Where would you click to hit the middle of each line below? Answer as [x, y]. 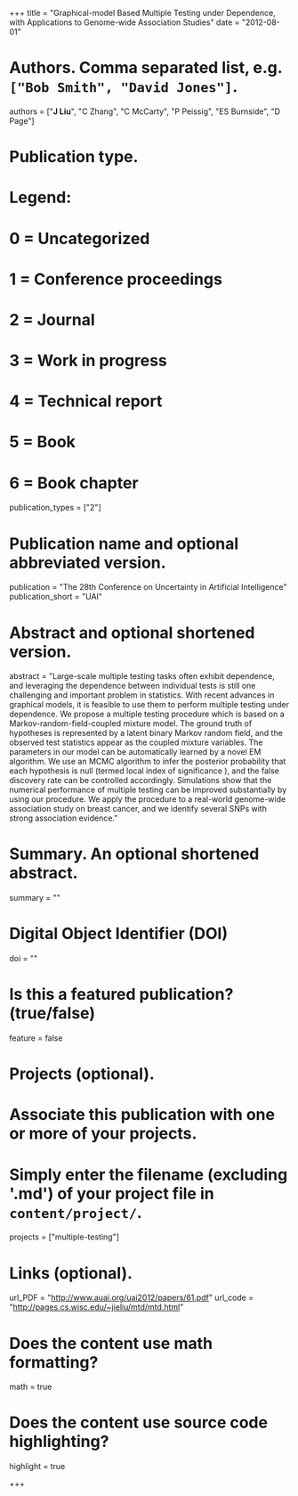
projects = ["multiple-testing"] [64, 1237]
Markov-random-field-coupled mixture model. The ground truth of [131, 723]
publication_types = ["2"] [55, 508]
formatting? [54, 1362]
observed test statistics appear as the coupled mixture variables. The [137, 742]
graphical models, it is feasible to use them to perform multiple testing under [149, 705]
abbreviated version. [88, 563]
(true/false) [52, 1014]
